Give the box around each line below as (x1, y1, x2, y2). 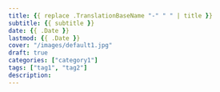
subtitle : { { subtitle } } (8, 19, 94, 27)
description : (8, 71, 52, 79)
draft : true (8, 49, 48, 57)
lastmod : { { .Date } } (8, 34, 81, 42)
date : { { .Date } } (8, 26, 70, 34)
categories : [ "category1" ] (8, 57, 98, 65)
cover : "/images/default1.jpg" (8, 42, 113, 50)
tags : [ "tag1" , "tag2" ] (8, 64, 88, 72)
